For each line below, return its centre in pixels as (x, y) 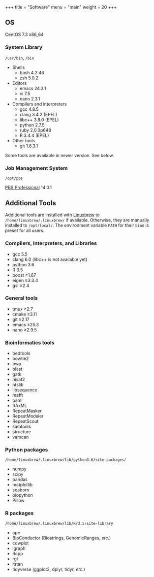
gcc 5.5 (20, 254)
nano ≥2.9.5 (24, 330)
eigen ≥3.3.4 (25, 280)
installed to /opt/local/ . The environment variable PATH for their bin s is (77, 225)
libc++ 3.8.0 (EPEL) (39, 120)
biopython (23, 495)
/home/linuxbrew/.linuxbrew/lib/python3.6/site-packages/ (66, 460)
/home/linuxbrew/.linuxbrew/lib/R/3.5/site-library (59, 523)
